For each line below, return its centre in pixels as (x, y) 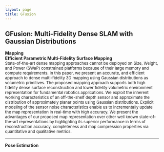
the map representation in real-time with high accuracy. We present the (72, 112)
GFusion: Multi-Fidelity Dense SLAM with (69, 34)
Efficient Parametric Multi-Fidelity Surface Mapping (59, 58)
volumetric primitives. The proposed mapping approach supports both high (75, 83)
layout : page (18, 9)
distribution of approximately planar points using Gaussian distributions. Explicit (79, 102)
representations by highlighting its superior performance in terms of (82, 122)
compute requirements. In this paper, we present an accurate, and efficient (75, 73)
